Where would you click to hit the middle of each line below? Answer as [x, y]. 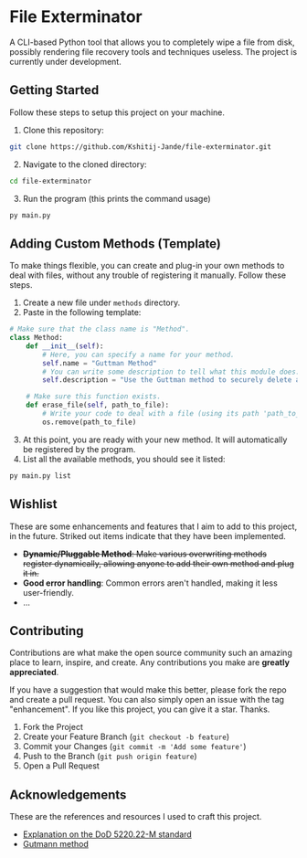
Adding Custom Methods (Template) [116, 244]
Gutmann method [55, 844]
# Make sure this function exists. [94, 397]
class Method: [37, 338]
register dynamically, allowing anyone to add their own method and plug [159, 563]
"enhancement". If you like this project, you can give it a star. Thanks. [140, 709]
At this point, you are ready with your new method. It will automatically [155, 440]
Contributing [47, 631]
